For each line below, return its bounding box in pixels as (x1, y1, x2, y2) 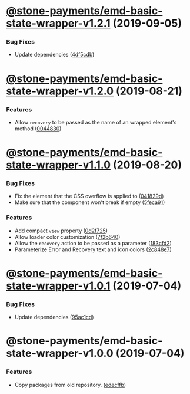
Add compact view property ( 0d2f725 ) (14, 227, 108, 234)
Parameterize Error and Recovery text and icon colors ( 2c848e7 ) (14, 246, 172, 253)
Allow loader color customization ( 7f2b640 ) (14, 233, 121, 240)
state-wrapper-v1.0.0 (6, 347, 114, 360)
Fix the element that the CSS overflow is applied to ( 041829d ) (14, 193, 164, 200)
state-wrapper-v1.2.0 (6, 84, 114, 98)
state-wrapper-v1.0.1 (6, 279, 111, 293)
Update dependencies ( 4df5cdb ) (14, 51, 95, 58)
